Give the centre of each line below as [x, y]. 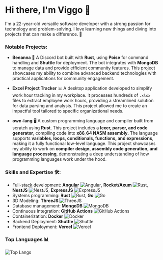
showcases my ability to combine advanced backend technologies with [84, 73]
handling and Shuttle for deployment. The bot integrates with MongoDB [85, 63]
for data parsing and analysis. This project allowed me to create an [80, 106]
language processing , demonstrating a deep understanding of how [81, 154]
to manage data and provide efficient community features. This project [84, 68]
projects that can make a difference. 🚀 [44, 34]
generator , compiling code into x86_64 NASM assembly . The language [85, 133]
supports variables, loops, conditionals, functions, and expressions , [83, 138]
